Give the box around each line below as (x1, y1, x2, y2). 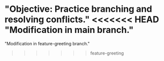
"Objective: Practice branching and (4, 3, 152, 15)
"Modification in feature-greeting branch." (4, 40, 90, 46)
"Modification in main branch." (4, 25, 134, 35)
